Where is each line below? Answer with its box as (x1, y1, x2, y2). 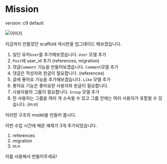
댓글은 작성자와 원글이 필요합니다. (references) (12, 70, 105, 76)
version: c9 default (5, 20, 44, 26)
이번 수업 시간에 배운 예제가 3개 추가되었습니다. (5, 122, 97, 128)
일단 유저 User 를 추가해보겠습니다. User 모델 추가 (12, 51, 106, 57)
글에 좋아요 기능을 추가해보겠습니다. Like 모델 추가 (12, 76, 111, 82)
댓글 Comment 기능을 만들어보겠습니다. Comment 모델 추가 (12, 64, 119, 70)
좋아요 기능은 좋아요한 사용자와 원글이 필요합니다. (12, 82, 109, 88)
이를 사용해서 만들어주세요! (5, 153, 57, 159)
